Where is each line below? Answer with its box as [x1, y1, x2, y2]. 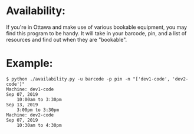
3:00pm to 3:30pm [17, 107, 60, 113]
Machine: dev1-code [6, 86, 54, 92]
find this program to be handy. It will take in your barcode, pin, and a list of [6, 29, 187, 36]
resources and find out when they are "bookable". [6, 36, 127, 43]
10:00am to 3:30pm [17, 96, 62, 102]
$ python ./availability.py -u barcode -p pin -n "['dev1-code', [6, 76, 170, 82]
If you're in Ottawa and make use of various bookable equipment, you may [6, 24, 188, 31]
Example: [6, 57, 53, 70]
